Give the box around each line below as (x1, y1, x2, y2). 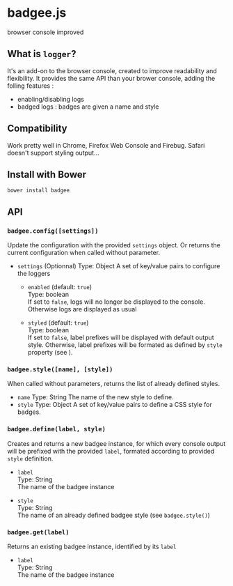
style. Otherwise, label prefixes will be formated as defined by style (27, 341, 223, 349)
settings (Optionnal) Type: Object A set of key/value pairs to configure (17, 262, 220, 270)
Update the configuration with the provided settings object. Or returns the (7, 241, 220, 249)
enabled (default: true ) (27, 283, 93, 291)
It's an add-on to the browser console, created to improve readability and (7, 66, 217, 75)
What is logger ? (7, 48, 77, 60)
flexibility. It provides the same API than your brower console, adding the (7, 74, 216, 82)
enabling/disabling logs (17, 95, 85, 103)
